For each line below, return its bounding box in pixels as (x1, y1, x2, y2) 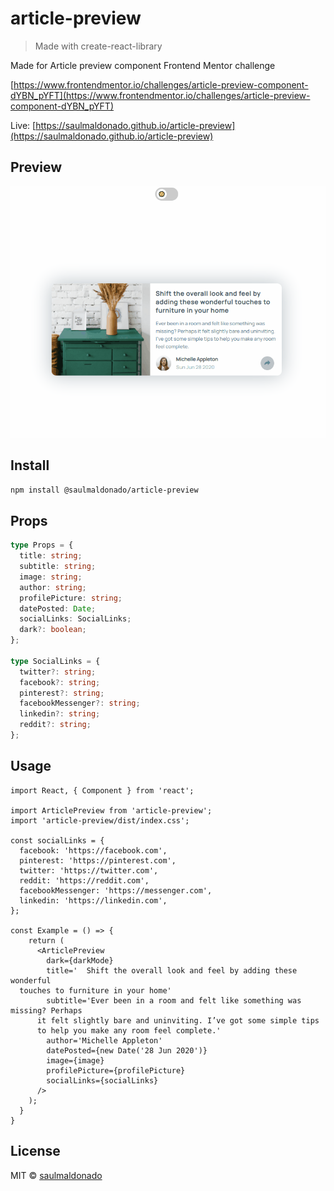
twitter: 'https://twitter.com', (19, 865, 159, 876)
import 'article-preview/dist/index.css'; (10, 815, 190, 826)
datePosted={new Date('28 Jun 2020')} (46, 1045, 208, 1056)
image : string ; (19, 572, 83, 582)
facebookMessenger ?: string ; (19, 698, 141, 709)
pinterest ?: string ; (19, 688, 105, 698)
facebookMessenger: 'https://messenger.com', (19, 885, 213, 896)
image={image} (46, 1055, 105, 1066)
